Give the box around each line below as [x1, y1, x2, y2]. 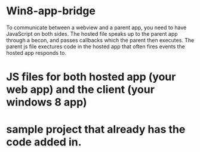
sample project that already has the [6, 123, 186, 137]
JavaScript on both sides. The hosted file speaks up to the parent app [6, 30, 178, 37]
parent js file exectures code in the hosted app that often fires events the [6, 43, 185, 50]
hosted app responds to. [6, 49, 67, 56]
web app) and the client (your [6, 83, 155, 97]
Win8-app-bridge [6, 4, 96, 18]
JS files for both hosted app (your [6, 70, 176, 84]
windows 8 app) [6, 95, 87, 109]
